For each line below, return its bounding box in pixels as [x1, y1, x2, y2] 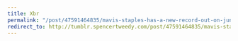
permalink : [7, 17, 40, 24]
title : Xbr [7, 10, 40, 17]
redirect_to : [7, 23, 46, 30]
